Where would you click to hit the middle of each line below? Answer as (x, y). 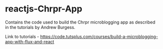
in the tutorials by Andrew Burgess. (40, 27)
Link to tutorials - (22, 37)
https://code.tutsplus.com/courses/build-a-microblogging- (99, 37)
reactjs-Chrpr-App (44, 9)
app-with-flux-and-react (30, 41)
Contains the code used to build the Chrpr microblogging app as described (80, 22)
